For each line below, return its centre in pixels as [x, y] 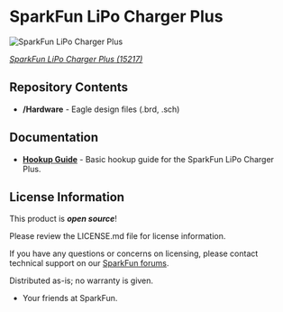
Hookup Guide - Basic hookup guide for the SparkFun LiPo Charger [148, 159]
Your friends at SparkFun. [70, 298]
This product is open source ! [63, 219]
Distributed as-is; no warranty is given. [82, 280]
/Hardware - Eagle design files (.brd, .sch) [101, 109]
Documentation [54, 138]
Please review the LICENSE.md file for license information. [118, 236]
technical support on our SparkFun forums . [89, 263]
